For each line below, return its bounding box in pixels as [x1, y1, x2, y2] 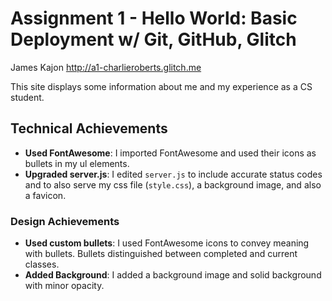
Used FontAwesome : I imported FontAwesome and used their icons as [24, 147, 317, 159]
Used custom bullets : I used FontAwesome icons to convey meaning [24, 237, 310, 249]
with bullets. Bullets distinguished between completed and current [24, 248, 298, 260]
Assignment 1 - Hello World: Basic [10, 7, 298, 30]
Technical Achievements [10, 120, 168, 137]
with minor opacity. [24, 280, 105, 292]
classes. [24, 258, 60, 271]
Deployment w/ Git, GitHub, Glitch [10, 28, 297, 51]
